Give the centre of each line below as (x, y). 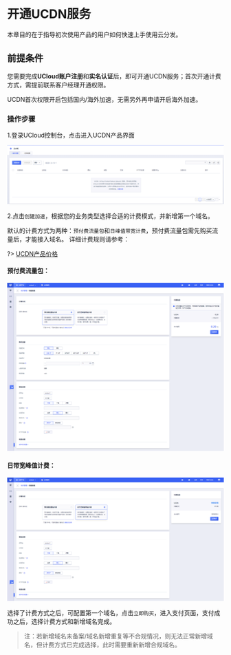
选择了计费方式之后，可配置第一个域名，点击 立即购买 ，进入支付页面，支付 (111, 612)
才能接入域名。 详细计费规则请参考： (77, 239)
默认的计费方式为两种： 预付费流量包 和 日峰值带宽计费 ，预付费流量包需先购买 (110, 230)
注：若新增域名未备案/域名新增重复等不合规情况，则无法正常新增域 (118, 636)
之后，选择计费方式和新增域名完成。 (64, 621)
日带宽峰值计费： (31, 465)
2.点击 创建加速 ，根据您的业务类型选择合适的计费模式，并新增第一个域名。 (111, 216)
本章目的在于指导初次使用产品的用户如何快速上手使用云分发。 (95, 34)
